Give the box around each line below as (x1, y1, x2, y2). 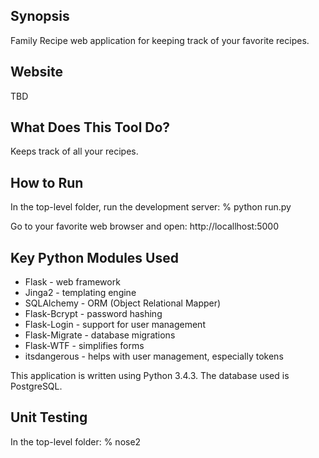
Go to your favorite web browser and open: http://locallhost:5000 (10, 220, 280, 233)
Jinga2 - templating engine (24, 287, 137, 299)
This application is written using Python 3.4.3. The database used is (10, 370, 290, 382)
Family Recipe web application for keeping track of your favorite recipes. (10, 34, 310, 46)
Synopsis (10, 8, 70, 25)
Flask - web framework (24, 276, 121, 288)
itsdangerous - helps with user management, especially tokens (24, 350, 284, 363)
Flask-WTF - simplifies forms (24, 340, 145, 352)
